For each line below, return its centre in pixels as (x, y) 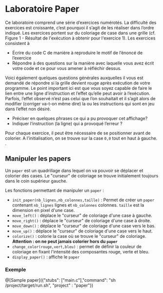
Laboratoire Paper (42, 9)
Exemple (16, 270)
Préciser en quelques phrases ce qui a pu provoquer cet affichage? (80, 118)
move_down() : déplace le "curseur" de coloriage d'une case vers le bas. (84, 226)
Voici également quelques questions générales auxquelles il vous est (74, 78)
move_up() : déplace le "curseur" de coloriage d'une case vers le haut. (82, 231)
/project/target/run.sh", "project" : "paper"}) (49, 285)
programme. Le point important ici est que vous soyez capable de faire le (79, 88)
